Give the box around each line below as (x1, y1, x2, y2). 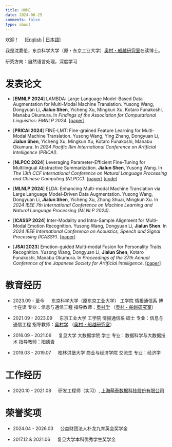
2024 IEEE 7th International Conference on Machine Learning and (12, 202, 153, 208)
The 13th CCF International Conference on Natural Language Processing (12, 170, 167, 176)
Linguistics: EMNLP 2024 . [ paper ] (12, 118, 85, 124)
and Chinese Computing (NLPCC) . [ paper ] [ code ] (12, 176, 118, 182)
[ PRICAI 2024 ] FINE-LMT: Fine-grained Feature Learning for (12, 127, 141, 134)
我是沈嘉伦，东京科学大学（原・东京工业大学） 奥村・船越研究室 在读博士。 (5, 47, 163, 54)
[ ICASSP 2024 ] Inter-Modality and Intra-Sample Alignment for (12, 217, 145, 223)
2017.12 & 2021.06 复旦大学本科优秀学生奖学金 (12, 436, 116, 442)
